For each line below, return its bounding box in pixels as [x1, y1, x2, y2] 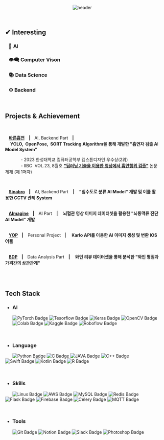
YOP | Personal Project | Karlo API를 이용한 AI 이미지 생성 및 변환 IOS [8, 232, 158, 238]
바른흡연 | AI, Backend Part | [8, 135, 74, 141]
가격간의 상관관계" [5, 260, 41, 266]
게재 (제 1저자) [5, 169, 33, 175]
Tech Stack [5, 289, 40, 298]
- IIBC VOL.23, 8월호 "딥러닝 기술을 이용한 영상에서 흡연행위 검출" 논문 [21, 163, 158, 169]
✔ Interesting [5, 28, 47, 37]
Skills [12, 380, 26, 387]
